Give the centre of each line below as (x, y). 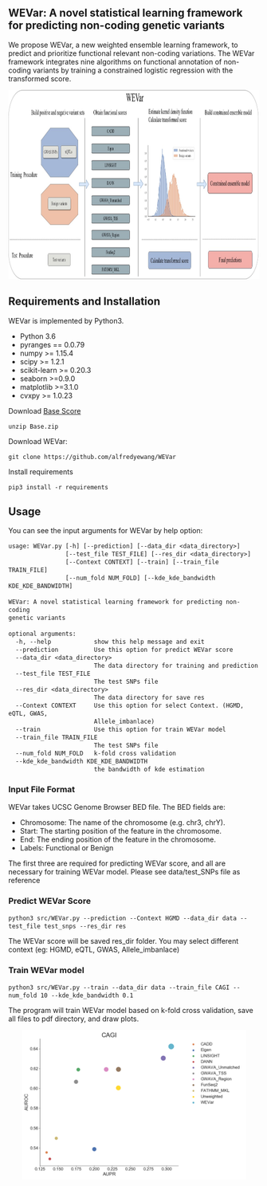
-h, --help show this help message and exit (110, 642)
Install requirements (41, 471)
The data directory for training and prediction (176, 666)
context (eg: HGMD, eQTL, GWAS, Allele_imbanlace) (94, 950)
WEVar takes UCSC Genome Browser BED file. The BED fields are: (117, 807)
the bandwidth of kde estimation (149, 770)
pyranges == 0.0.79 (52, 344)
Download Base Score (45, 410)
